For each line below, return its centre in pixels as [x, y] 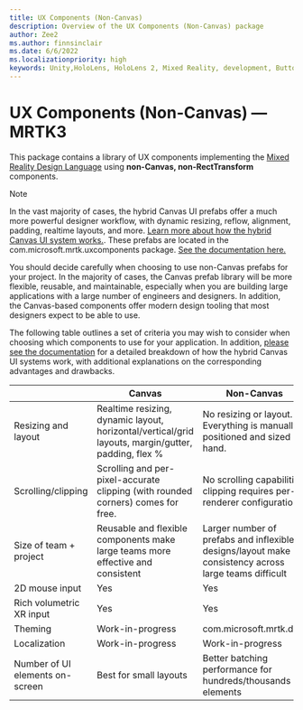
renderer [221, 502]
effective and [125, 562]
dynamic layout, [130, 419]
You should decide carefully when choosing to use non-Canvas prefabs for [149, 266]
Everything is [230, 425]
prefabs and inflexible [248, 539]
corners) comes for [138, 502]
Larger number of [239, 528]
